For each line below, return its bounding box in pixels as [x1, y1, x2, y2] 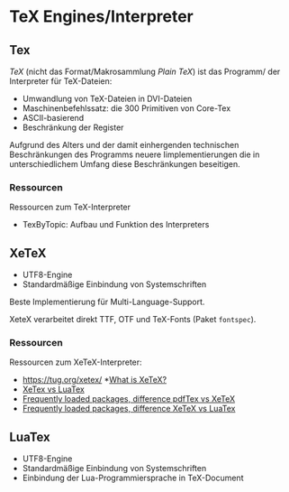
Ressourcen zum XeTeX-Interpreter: [9, 357, 142, 367]
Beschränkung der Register [22, 122, 124, 133]
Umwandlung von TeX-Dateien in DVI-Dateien [22, 93, 193, 104]
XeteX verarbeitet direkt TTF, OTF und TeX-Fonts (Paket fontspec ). [9, 314, 257, 325]
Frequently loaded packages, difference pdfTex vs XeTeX [22, 394, 236, 404]
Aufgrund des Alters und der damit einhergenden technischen [9, 140, 239, 150]
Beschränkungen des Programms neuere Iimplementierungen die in [9, 149, 260, 160]
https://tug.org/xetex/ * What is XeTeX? [22, 375, 167, 385]
